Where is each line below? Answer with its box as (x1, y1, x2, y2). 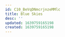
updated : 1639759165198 (5, 20, 54, 25)
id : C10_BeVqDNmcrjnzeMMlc (5, 7, 61, 12)
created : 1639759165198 (5, 25, 54, 30)
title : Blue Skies (5, 12, 43, 16)
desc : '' (5, 16, 23, 21)
